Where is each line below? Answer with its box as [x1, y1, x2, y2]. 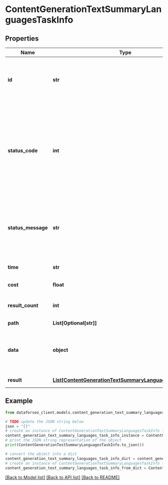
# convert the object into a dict [5, 451, 77, 456]
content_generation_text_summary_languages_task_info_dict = [5, 456, 135, 461]
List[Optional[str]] [52, 319, 97, 327]
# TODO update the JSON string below [5, 419, 84, 424]
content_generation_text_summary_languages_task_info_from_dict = [5, 465, 146, 470]
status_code [7, 147, 38, 154]
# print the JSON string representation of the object [5, 438, 122, 443]
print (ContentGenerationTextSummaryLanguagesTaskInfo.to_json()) [5, 442, 144, 447]
